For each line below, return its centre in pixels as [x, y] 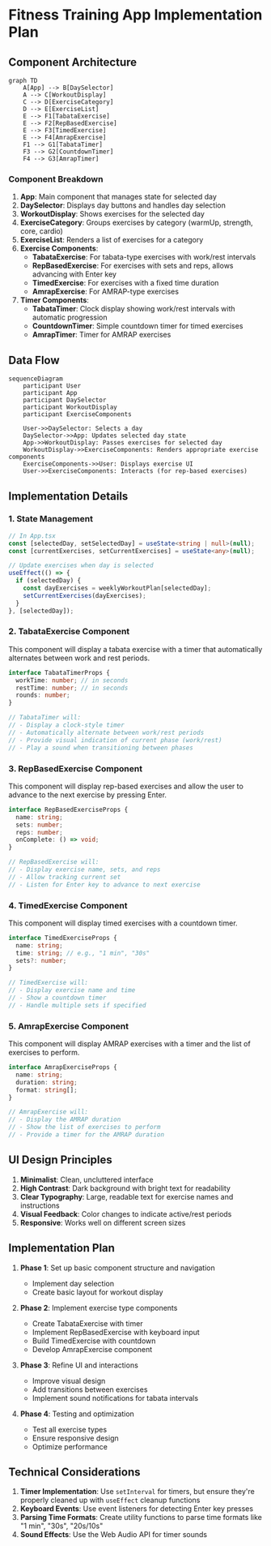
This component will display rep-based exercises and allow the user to [126, 786]
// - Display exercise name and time [72, 990]
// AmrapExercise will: [49, 1112]
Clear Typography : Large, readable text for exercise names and [127, 1196]
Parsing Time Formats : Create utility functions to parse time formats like [141, 1518]
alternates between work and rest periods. [79, 658]
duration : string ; [47, 1082]
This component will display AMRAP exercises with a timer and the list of [129, 1044]
